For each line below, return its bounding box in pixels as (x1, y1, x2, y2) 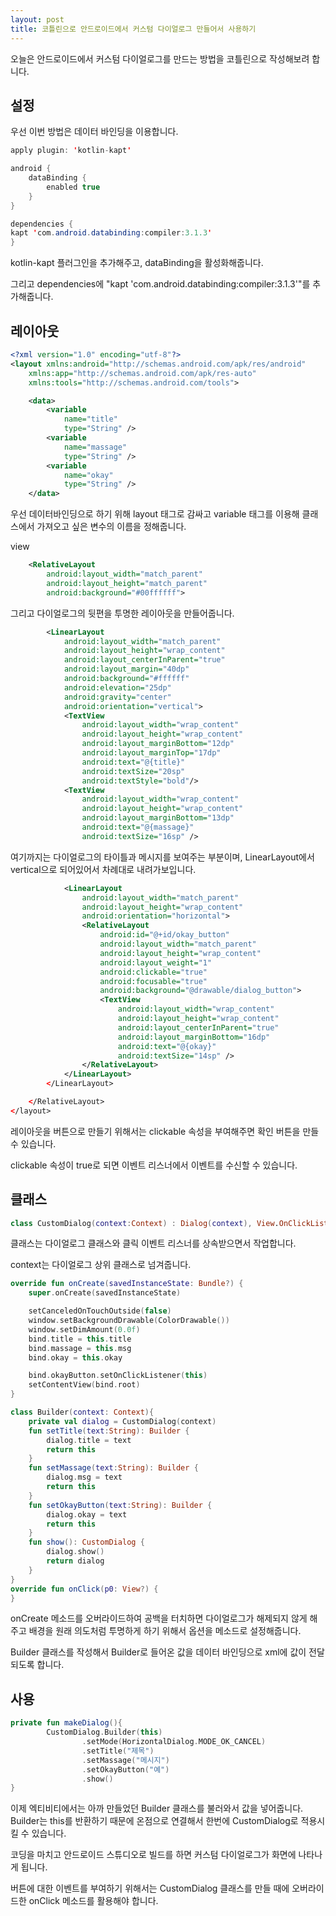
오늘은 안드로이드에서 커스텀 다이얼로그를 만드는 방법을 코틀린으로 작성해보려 (10, 52, 310, 65)
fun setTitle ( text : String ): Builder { (28, 1426, 190, 1436)
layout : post (10, 14, 65, 25)
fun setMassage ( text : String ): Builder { (28, 1463, 199, 1473)
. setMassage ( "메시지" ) (81, 1755, 170, 1765)
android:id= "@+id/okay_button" (99, 930, 230, 940)
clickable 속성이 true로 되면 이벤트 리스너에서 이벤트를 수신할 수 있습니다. (10, 1159, 298, 1171)
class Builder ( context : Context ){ (10, 1407, 155, 1418)
